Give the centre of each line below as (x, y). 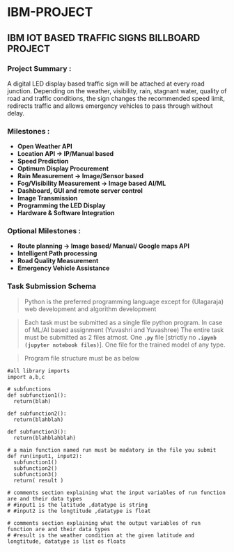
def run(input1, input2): (45, 456)
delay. (16, 113)
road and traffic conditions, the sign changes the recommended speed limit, (116, 98)
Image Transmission (47, 198)
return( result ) (39, 480)
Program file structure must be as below (82, 358)
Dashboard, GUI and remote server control (80, 191)
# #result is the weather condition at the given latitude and (101, 535)
